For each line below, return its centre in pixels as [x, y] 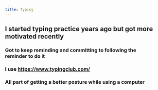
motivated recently [35, 37]
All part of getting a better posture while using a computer [75, 82]
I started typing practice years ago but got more [79, 29]
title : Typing [19, 9]
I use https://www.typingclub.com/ [48, 69]
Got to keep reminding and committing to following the [71, 50]
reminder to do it [25, 56]
